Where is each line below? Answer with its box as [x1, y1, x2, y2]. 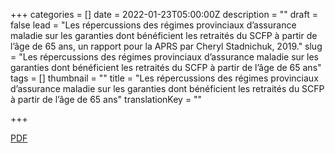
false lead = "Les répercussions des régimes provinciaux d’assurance [10, 19, 297, 31]
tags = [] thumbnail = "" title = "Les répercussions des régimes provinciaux [10, 72, 319, 84]
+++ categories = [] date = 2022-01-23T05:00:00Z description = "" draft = [10, 9, 318, 20]
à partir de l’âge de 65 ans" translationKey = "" [10, 94, 203, 105]
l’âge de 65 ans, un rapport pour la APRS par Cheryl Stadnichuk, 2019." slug [10, 40, 323, 52]
